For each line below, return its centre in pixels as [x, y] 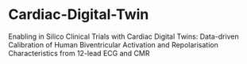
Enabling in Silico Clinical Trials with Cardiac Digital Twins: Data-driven [124, 36]
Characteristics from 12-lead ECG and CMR [79, 53]
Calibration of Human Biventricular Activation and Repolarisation [113, 44]
